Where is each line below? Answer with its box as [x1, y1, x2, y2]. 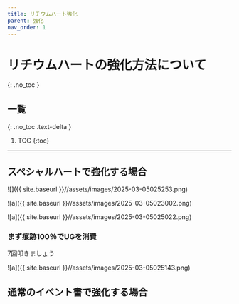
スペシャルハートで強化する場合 [7, 166, 147, 178]
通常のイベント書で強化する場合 [7, 286, 148, 298]
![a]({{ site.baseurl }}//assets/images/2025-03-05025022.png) [7, 212, 192, 221]
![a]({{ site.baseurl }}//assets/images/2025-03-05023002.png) [7, 198, 192, 207]
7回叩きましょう [7, 249, 55, 258]
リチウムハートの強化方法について [7, 56, 207, 73]
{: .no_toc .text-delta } [7, 123, 72, 131]
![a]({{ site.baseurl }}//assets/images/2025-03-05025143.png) [7, 263, 191, 272]
